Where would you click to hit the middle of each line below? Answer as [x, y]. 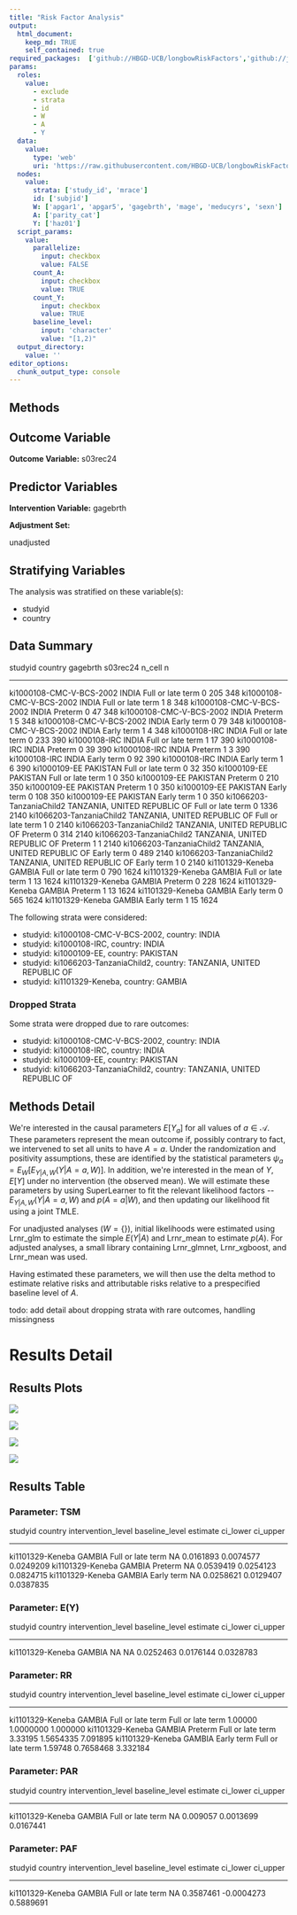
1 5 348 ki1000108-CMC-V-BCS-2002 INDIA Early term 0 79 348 [127, 721]
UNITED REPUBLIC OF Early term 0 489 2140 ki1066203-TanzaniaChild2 [141, 852]
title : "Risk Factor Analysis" [67, 17]
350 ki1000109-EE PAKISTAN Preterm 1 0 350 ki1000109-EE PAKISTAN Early [148, 787]
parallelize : [57, 248]
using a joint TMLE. [44, 1211]
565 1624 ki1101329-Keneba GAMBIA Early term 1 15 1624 [114, 899]
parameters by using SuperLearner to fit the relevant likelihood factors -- [142, 1191]
